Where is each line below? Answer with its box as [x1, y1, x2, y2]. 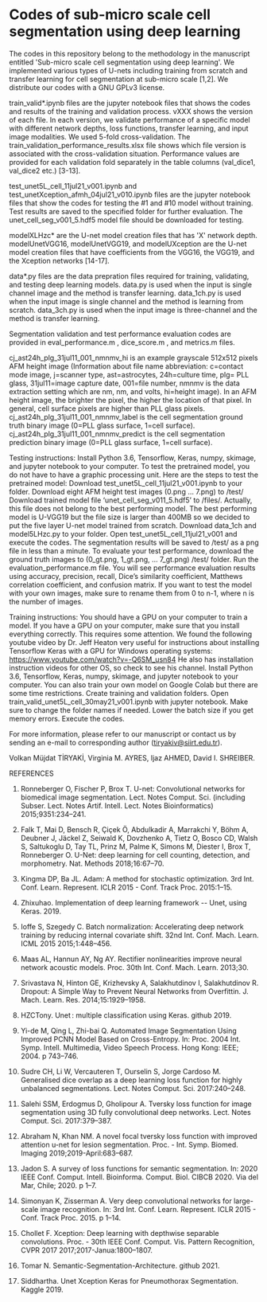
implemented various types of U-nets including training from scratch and [9, 65, 248, 75]
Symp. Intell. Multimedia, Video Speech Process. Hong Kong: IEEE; [20, 1042, 239, 1052]
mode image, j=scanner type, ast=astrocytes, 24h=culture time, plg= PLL [9, 369, 250, 379]
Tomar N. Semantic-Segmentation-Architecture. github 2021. [20, 1261, 220, 1270]
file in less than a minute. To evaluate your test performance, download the [9, 545, 254, 555]
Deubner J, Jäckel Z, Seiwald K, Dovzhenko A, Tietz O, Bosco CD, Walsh [20, 833, 258, 843]
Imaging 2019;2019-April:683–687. [20, 1148, 133, 1158]
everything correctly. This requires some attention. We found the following [9, 629, 253, 639]
